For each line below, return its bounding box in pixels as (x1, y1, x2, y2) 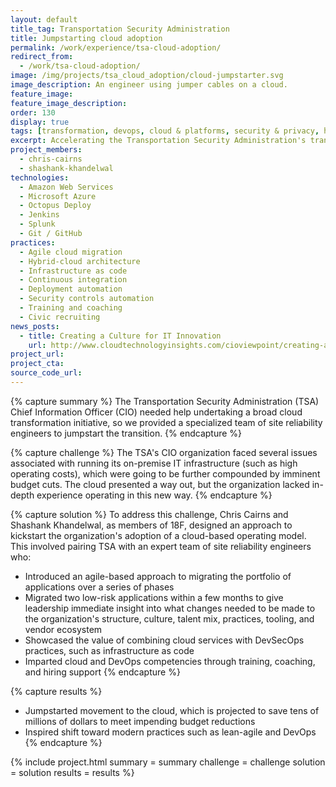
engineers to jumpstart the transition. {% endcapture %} (10, 427, 243, 439)
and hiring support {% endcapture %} (24, 666, 181, 678)
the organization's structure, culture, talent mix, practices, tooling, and (24, 612, 315, 625)
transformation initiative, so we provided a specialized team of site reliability (10, 416, 323, 428)
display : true (10, 117, 70, 127)
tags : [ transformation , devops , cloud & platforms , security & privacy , (10, 126, 320, 136)
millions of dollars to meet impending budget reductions (24, 715, 256, 727)
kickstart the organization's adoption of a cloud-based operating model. (10, 529, 307, 541)
